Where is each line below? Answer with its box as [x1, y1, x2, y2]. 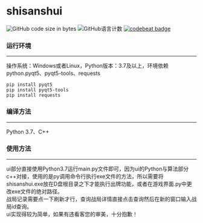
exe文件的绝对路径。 [11, 187, 63, 195]
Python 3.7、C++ [6, 128, 50, 135]
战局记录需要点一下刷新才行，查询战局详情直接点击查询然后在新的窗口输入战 [6, 195, 197, 202]
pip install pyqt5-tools [6, 87, 69, 93]
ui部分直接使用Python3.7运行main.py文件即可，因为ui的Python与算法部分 [6, 165, 189, 172]
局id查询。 [6, 202, 32, 210]
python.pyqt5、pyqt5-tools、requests [6, 69, 101, 77]
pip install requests [6, 92, 61, 99]
